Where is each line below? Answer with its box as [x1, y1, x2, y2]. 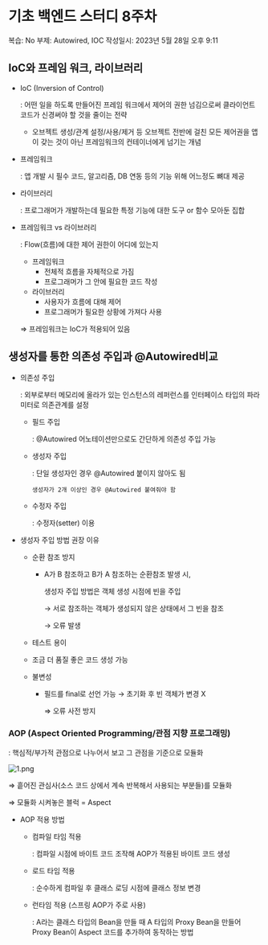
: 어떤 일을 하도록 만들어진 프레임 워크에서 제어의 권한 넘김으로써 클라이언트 [19, 100, 256, 109]
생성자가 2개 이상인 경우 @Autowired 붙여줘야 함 [31, 486, 177, 494]
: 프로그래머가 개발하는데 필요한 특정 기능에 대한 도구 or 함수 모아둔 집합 [19, 205, 246, 215]
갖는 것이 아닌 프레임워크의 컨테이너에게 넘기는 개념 [40, 137, 202, 146]
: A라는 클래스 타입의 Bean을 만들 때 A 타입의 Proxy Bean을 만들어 [31, 917, 242, 927]
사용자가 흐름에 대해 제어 [43, 297, 122, 306]
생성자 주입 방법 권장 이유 [19, 535, 100, 544]
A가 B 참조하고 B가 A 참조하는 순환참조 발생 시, [43, 569, 191, 579]
